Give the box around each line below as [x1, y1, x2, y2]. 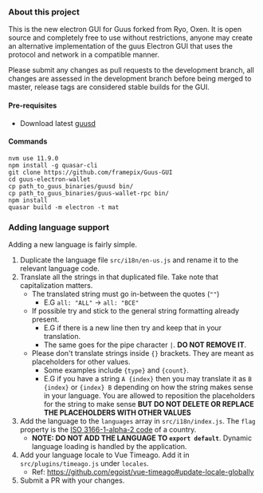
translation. [43, 332, 81, 341]
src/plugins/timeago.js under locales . [19, 459, 149, 468]
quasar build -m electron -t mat [8, 203, 120, 211]
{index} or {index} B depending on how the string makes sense [43, 382, 253, 392]
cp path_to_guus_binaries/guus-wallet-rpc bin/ [8, 189, 170, 197]
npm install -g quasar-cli [8, 161, 98, 169]
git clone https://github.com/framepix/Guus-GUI [8, 168, 173, 176]
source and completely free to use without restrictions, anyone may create [8, 33, 253, 42]
